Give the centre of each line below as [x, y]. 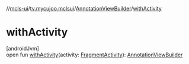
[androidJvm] [23, 48]
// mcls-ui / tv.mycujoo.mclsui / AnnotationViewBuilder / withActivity [84, 9]
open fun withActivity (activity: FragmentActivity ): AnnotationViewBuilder [94, 55]
